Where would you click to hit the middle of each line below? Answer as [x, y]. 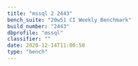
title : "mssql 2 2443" [40, 13]
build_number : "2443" [38, 26]
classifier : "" [29, 39]
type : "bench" [28, 52]
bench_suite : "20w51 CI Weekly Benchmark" [69, 20]
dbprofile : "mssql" [35, 33]
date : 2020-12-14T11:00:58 [46, 45]
